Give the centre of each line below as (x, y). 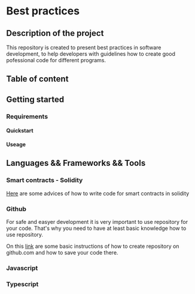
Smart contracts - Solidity (45, 180)
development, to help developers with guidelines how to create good (91, 54)
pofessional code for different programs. (56, 60)
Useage (16, 144)
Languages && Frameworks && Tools (76, 163)
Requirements (27, 116)
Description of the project (55, 33)
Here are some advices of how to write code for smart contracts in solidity (98, 193)
